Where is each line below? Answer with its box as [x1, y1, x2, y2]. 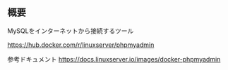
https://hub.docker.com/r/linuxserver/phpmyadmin [7, 41, 155, 49]
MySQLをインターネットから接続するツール [7, 27, 134, 35]
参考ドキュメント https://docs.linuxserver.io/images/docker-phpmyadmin [7, 55, 221, 63]
